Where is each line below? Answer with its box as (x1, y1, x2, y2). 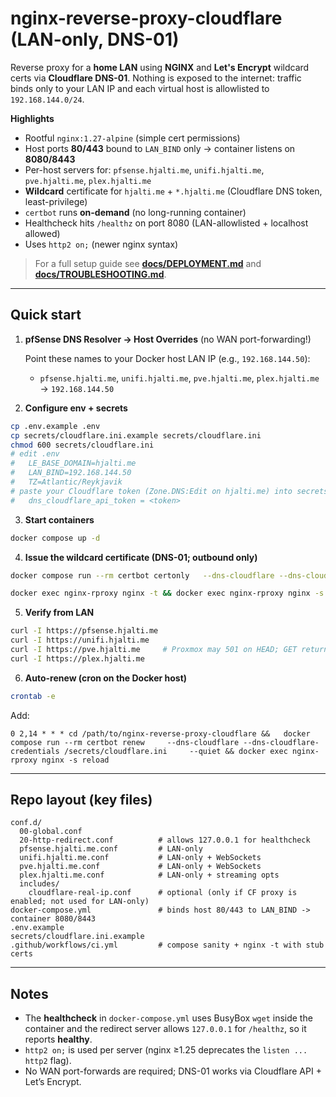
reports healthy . (24, 1033, 93, 1046)
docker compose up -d (10, 533, 101, 543)
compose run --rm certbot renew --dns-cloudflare (10, 737, 240, 747)
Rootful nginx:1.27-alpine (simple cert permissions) (24, 132, 241, 144)
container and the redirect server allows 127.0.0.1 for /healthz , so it (24, 1023, 307, 1035)
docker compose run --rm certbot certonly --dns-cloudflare (10, 570, 275, 581)
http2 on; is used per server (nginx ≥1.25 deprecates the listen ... (24, 1044, 308, 1056)
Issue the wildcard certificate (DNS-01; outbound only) (24, 551, 258, 563)
